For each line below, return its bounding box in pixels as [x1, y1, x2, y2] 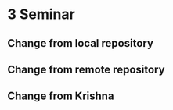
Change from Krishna [7, 90, 114, 103]
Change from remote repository [7, 62, 165, 76]
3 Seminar [7, 5, 75, 23]
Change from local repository [7, 37, 154, 50]
